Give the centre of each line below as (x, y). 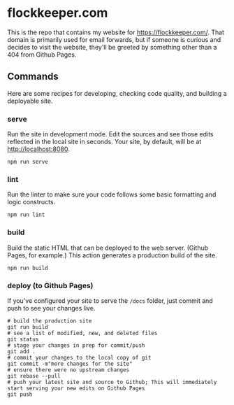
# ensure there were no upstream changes (68, 370)
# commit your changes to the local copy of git (79, 357)
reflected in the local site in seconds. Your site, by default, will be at (104, 142)
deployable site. (30, 101)
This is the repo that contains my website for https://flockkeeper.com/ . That (116, 32)
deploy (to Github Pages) (50, 285)
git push (20, 394)
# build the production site (50, 321)
